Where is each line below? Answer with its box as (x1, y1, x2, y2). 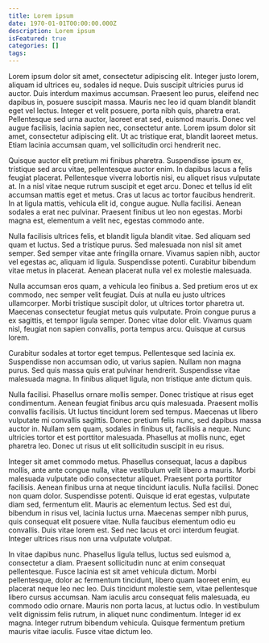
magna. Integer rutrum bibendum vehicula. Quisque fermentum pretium (8, 618, 246, 628)
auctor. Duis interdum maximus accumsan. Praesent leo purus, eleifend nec (8, 89, 259, 98)
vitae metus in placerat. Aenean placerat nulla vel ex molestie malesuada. (8, 265, 252, 275)
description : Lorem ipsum (8, 27, 95, 35)
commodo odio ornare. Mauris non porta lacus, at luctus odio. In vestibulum (8, 601, 260, 610)
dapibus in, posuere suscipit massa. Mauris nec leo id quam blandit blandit (8, 98, 256, 106)
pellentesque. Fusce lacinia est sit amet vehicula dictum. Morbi (8, 566, 217, 576)
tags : (8, 49, 27, 57)
